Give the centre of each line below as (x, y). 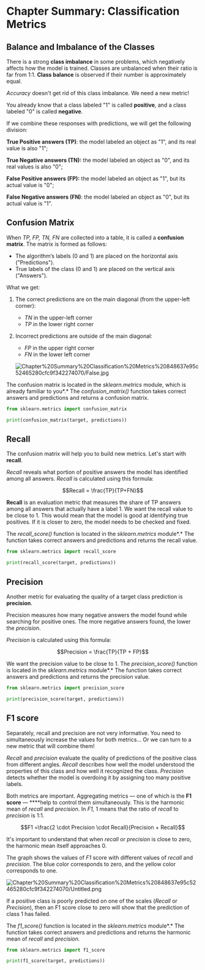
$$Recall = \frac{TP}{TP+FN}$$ (103, 491)
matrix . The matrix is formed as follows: (57, 244)
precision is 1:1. (25, 815)
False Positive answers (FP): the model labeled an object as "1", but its (96, 178)
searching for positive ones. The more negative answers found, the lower (99, 621)
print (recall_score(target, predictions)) (61, 563)
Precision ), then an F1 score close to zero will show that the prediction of (98, 907)
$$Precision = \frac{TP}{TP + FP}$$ (103, 652)
